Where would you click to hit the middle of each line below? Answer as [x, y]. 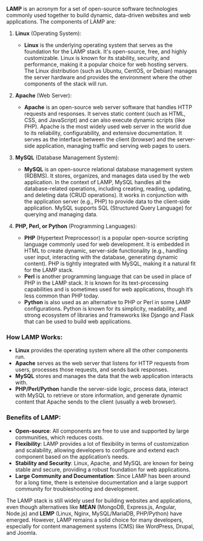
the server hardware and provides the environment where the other [108, 77]
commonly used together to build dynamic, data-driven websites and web [98, 15]
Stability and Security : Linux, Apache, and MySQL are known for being [104, 463]
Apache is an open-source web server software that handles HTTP [108, 107]
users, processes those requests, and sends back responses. [92, 370]
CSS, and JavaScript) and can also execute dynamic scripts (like [105, 120]
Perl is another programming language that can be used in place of [108, 276]
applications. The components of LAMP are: [61, 22]
